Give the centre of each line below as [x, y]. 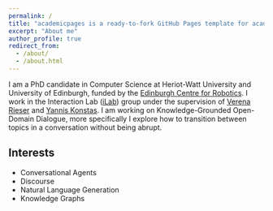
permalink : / [30, 16]
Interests [32, 153]
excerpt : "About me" [43, 31]
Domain [22, 118]
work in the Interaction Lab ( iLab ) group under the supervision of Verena [130, 101]
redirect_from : [34, 46]
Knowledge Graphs [52, 198]
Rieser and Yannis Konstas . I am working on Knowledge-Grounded [120, 110]
